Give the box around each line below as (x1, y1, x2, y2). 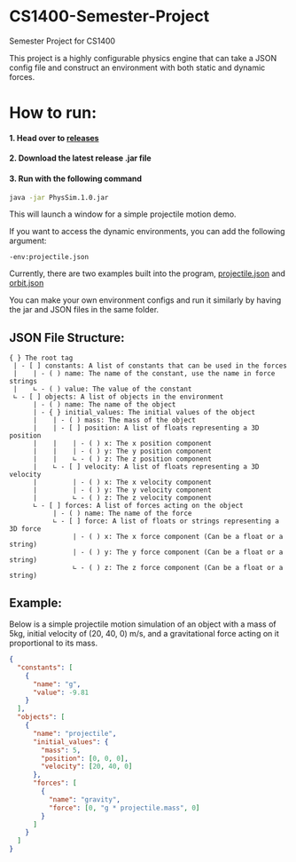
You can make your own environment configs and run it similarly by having (9, 295, 282, 305)
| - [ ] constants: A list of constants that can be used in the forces (12, 361, 288, 370)
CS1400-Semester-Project (9, 6, 210, 27)
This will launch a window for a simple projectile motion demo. (9, 209, 237, 219)
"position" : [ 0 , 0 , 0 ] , (41, 754, 129, 763)
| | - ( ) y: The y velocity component (32, 486, 213, 494)
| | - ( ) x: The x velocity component (32, 478, 213, 487)
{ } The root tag (9, 353, 74, 363)
